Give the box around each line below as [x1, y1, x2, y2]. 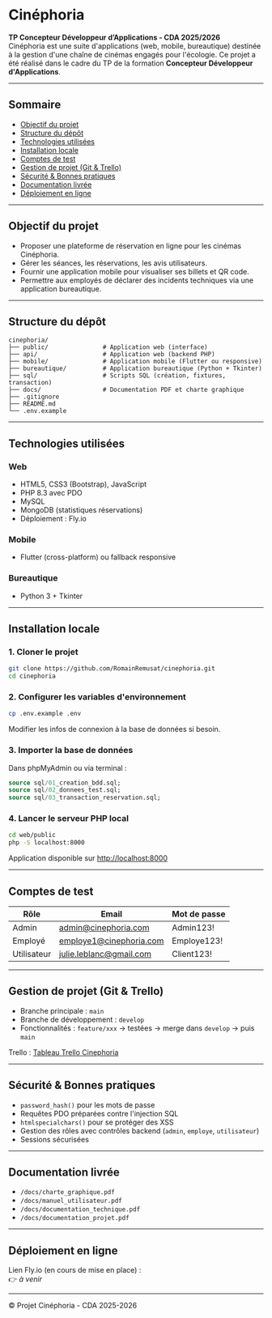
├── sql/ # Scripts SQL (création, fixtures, [8, 372, 227, 380]
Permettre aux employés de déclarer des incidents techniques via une [19, 275, 253, 285]
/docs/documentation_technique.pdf [19, 1205, 141, 1214]
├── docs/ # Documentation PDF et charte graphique [8, 386, 244, 394]
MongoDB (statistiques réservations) [19, 505, 143, 515]
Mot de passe [171, 908, 226, 920]
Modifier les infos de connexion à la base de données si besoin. [8, 725, 221, 734]
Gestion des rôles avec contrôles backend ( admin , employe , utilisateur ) [19, 1125, 260, 1135]
